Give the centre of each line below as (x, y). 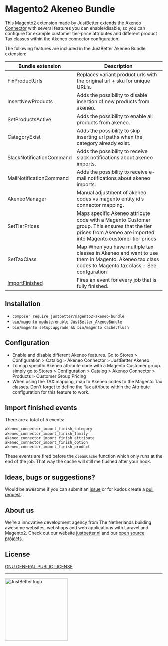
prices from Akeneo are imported (116, 232)
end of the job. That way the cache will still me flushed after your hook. (78, 461)
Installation (23, 304)
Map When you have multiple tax (115, 247)
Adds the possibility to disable (112, 95)
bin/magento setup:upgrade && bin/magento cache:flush (71, 327)
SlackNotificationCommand (40, 157)
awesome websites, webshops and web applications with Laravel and (77, 528)
